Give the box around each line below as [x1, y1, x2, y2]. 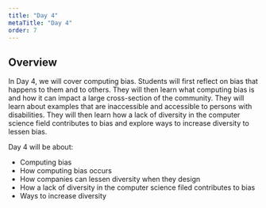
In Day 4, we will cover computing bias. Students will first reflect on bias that [8, 77, 258, 86]
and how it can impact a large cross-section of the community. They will [8, 93, 245, 103]
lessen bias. [8, 127, 48, 137]
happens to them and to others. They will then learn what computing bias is [8, 85, 255, 95]
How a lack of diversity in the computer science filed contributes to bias [19, 183, 256, 192]
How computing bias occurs [19, 166, 113, 176]
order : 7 [8, 26, 37, 34]
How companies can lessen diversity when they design [19, 175, 201, 184]
